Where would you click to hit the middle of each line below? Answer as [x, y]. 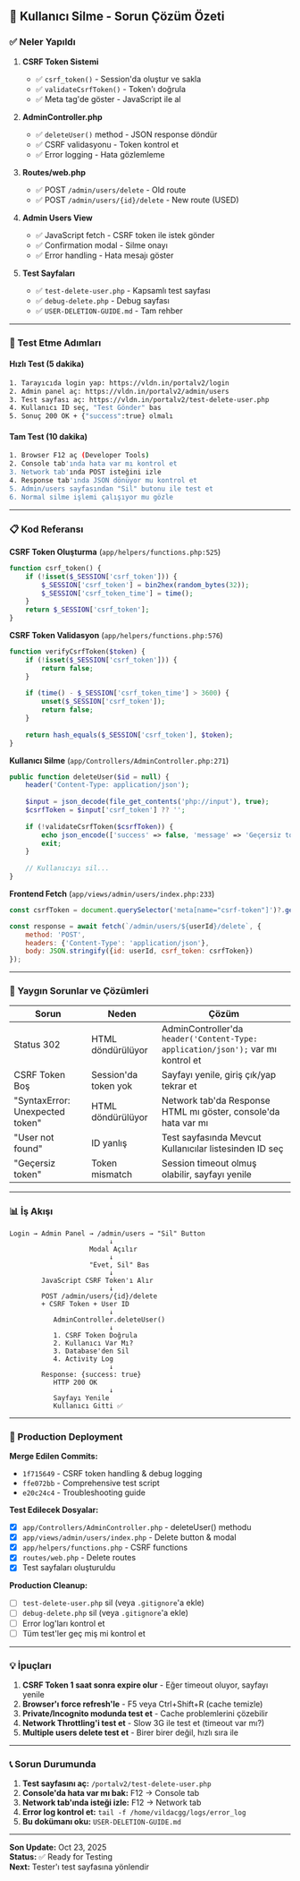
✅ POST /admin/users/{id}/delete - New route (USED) [137, 200]
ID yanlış [109, 1143]
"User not [34, 1138]
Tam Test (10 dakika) [48, 436]
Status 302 [37, 1045]
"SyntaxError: [42, 1100]
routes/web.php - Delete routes [79, 1558]
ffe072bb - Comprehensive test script [91, 1483]
